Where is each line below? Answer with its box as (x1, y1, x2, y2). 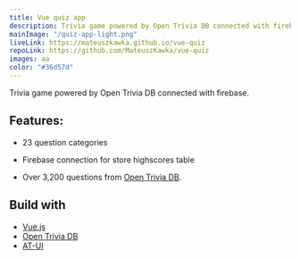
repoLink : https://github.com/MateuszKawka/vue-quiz (9, 46, 210, 55)
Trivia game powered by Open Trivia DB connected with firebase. (9, 87, 250, 98)
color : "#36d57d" (9, 63, 74, 72)
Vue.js (21, 221, 46, 232)
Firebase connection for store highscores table (21, 154, 195, 165)
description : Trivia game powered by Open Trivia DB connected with (9, 21, 270, 30)
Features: (9, 113, 64, 129)
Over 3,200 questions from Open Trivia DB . (21, 171, 182, 182)
